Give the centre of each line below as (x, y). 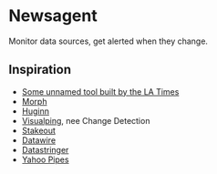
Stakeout (39, 130)
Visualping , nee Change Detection (86, 120)
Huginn (35, 111)
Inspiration (40, 70)
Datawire (39, 140)
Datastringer (45, 149)
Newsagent (53, 16)
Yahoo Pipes (45, 159)
